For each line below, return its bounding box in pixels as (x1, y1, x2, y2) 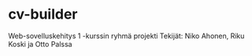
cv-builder (8, 5, 78, 23)
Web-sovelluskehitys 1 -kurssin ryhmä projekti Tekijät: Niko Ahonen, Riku (8, 31, 245, 40)
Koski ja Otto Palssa (8, 39, 72, 48)
